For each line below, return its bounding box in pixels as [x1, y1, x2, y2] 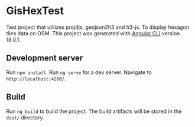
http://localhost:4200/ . [6, 75, 66, 82]
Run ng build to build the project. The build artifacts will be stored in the [6, 108, 182, 115]
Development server [6, 53, 83, 63]
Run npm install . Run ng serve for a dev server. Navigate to [6, 69, 152, 76]
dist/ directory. [6, 113, 44, 121]
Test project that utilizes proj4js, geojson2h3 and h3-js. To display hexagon [6, 24, 190, 31]
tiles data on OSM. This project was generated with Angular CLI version [6, 29, 180, 36]
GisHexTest [6, 4, 64, 18]
